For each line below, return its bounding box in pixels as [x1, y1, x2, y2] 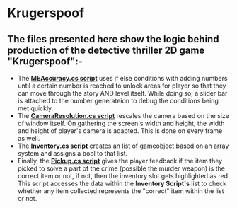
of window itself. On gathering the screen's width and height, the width [17, 119, 225, 127]
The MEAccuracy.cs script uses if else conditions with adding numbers [17, 74, 228, 82]
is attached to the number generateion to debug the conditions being [17, 97, 219, 105]
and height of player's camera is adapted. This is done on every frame [17, 127, 223, 135]
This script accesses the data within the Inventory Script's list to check [17, 179, 227, 187]
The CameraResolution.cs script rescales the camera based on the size [17, 112, 230, 120]
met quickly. [17, 104, 54, 112]
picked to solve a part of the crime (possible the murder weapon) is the [17, 164, 225, 173]
